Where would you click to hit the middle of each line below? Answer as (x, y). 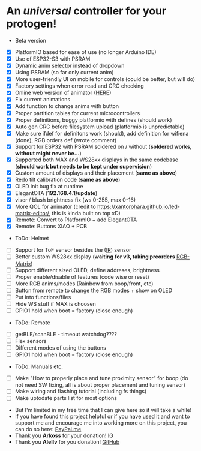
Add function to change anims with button (67, 106)
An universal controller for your (86, 11)
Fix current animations (43, 100)
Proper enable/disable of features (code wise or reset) (82, 276)
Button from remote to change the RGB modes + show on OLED (94, 290)
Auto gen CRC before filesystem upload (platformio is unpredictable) (100, 127)
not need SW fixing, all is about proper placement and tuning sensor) (100, 385)
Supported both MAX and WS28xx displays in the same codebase (97, 160)
